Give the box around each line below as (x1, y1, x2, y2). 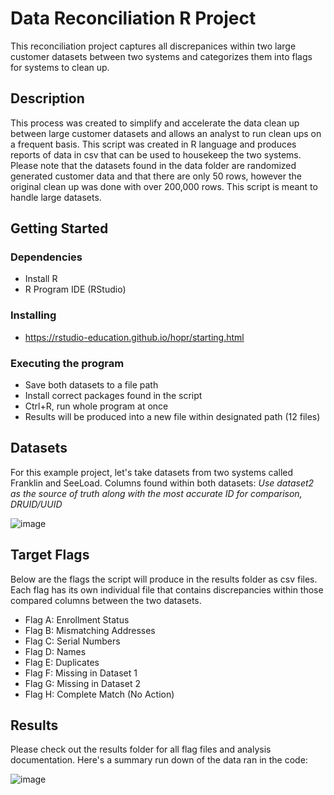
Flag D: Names (24, 645, 87, 657)
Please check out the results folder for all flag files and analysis (10, 743, 272, 756)
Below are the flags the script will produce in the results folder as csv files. (10, 573, 318, 585)
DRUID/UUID (10, 498, 63, 510)
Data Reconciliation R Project (10, 7, 257, 30)
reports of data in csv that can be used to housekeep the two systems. (10, 148, 302, 161)
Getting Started (10, 220, 109, 237)
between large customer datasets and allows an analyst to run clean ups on (10, 127, 322, 139)
